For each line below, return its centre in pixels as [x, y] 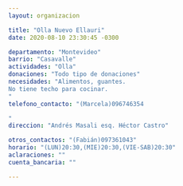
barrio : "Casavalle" [43, 59]
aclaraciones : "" [37, 155]
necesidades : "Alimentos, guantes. [67, 81]
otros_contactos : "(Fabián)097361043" [72, 140]
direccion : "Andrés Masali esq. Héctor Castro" [89, 126]
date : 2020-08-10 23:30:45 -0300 [64, 38]
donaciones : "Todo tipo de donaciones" [74, 74]
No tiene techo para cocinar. [58, 89]
